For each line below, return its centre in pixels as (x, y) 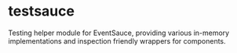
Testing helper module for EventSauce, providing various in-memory (119, 33)
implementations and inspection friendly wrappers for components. (117, 41)
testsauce (41, 11)
